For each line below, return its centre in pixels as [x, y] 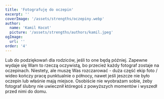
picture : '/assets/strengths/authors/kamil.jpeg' [61, 32]
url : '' [17, 42]
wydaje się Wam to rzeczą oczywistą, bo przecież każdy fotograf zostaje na [82, 65]
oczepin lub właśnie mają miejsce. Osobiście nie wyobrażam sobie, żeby [79, 81]
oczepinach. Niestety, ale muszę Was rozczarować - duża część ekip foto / [81, 70]
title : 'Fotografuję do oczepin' [39, 10]
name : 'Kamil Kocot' [31, 28]
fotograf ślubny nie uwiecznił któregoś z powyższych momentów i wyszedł [81, 86]
